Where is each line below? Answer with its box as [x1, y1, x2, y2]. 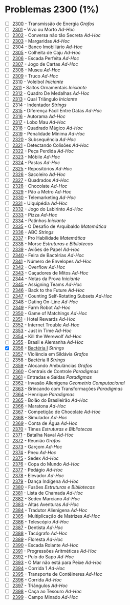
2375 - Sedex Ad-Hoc [12, 455, 59, 461]
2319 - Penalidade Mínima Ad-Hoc [12, 131, 85, 137]
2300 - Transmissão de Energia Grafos [12, 21, 95, 27]
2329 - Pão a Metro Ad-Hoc [12, 188, 72, 194]
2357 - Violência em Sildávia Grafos [12, 350, 89, 357]
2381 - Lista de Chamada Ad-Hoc [12, 490, 83, 496]
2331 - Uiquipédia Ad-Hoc [12, 200, 68, 206]
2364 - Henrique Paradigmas [12, 391, 75, 397]
